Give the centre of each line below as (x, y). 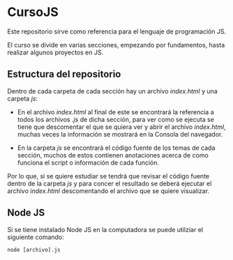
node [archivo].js (34, 250)
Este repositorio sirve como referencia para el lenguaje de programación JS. (117, 31)
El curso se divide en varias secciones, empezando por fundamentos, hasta (116, 45)
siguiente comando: (36, 237)
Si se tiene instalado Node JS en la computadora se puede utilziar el (105, 229)
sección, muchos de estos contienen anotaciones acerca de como (113, 155)
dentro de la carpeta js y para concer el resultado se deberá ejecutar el (110, 183)
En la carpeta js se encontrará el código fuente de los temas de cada (116, 148)
